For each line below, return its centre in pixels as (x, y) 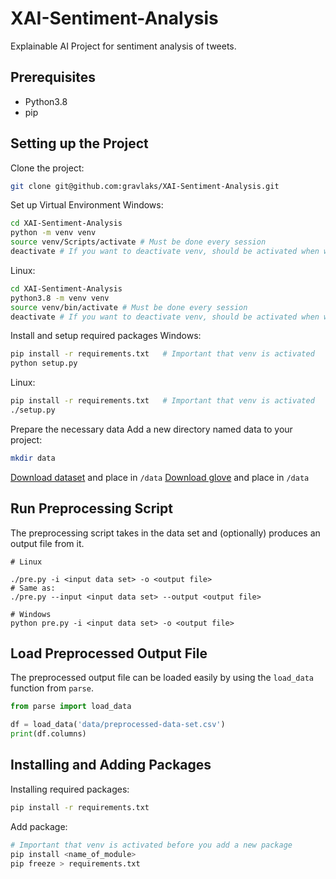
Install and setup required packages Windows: (106, 336)
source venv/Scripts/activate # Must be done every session (138, 242)
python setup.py (44, 363)
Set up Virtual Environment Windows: (87, 205)
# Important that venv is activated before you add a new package (151, 845)
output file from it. (47, 543)
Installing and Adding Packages (111, 765)
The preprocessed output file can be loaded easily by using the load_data (162, 678)
